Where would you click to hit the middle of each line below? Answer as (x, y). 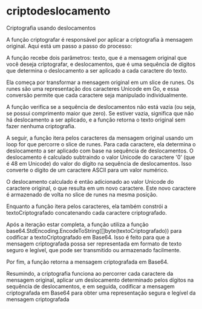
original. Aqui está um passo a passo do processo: (69, 46)
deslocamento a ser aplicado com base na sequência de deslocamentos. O (100, 151)
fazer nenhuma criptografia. (41, 126)
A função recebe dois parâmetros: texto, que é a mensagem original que (97, 57)
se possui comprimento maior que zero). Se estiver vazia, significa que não (100, 113)
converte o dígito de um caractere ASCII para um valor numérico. (87, 170)
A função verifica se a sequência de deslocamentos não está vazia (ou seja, (101, 106)
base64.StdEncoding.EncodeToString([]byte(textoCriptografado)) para (94, 230)
